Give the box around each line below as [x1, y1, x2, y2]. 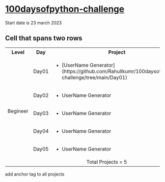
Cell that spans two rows [5, 34, 82, 42]
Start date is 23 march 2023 [5, 20, 62, 26]
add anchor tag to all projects [5, 171, 65, 177]
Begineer [7, 108, 28, 114]
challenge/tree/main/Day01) [61, 74, 128, 81]
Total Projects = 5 [86, 158, 127, 165]
